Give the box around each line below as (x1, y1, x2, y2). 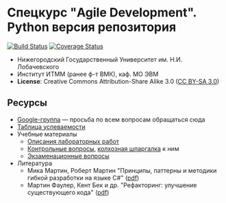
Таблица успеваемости (16, 122, 86, 131)
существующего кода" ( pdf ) (27, 188, 110, 196)
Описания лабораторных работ (27, 137, 120, 145)
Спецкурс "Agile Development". (7, 5, 197, 21)
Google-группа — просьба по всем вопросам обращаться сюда (16, 115, 205, 123)
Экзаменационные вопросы (27, 152, 110, 160)
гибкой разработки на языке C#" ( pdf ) (27, 174, 140, 182)
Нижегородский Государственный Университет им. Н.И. (16, 55, 183, 63)
